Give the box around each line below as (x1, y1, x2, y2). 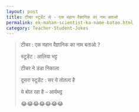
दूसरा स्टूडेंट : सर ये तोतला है (20, 77, 75, 84)
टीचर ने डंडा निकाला (20, 65, 59, 72)
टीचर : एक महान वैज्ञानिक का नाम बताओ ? (20, 41, 101, 48)
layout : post (6, 8, 38, 15)
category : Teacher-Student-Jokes (6, 25, 89, 31)
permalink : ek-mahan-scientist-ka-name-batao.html (6, 19, 134, 25)
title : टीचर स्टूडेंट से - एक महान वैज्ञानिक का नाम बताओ (6, 14, 118, 20)
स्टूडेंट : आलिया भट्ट (20, 53, 58, 60)
